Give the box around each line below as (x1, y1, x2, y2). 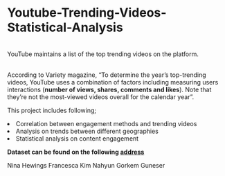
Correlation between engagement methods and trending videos (16, 119, 197, 127)
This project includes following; (7, 106, 97, 114)
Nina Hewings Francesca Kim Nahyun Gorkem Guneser (7, 161, 165, 169)
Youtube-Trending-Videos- (7, 5, 167, 21)
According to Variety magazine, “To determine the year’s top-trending (7, 71, 206, 79)
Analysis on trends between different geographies (16, 127, 159, 135)
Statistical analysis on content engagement (16, 134, 139, 143)
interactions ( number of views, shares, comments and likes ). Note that (7, 85, 212, 94)
